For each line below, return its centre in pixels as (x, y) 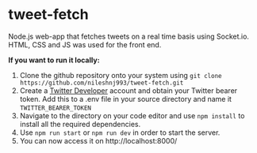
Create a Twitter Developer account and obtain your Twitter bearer (128, 90)
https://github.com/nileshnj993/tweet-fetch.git (102, 83)
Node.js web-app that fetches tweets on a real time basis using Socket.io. (129, 36)
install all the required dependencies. (80, 124)
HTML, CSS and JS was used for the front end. (85, 44)
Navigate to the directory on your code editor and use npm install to (132, 115)
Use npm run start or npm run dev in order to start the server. (120, 132)
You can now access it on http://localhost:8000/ (98, 140)
